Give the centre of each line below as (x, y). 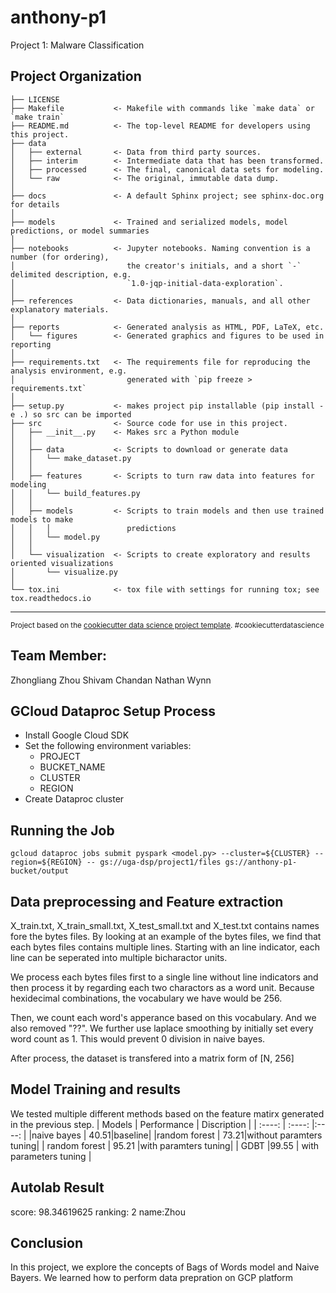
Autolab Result (57, 1187)
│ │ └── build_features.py (75, 493)
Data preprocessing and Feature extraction (147, 901)
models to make (42, 519)
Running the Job (62, 830)
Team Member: (58, 656)
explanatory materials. (60, 309)
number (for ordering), (60, 257)
